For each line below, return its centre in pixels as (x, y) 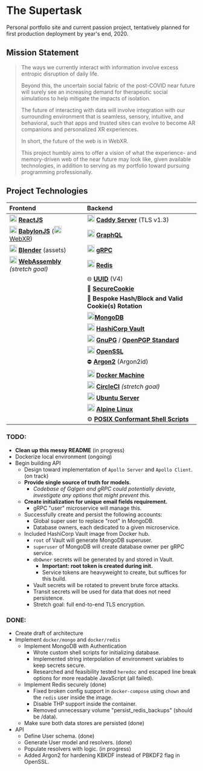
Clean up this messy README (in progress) (70, 450)
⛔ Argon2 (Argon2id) (118, 362)
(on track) (36, 476)
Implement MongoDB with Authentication (75, 646)
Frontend (23, 208)
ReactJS (31, 220)
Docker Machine (121, 375)
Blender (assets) (42, 250)
